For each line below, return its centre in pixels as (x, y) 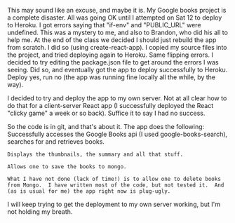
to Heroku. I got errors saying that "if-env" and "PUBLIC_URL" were (104, 25)
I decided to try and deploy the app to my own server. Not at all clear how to (117, 98)
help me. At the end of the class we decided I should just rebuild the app (112, 40)
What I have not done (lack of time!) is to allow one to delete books (114, 179)
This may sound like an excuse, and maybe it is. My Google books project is (117, 10)
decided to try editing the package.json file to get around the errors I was (113, 62)
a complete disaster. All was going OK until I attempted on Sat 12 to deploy (115, 18)
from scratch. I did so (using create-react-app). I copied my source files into (117, 47)
